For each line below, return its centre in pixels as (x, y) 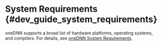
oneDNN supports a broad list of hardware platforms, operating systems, (79, 33)
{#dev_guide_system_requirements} (81, 19)
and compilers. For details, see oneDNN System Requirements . (69, 38)
